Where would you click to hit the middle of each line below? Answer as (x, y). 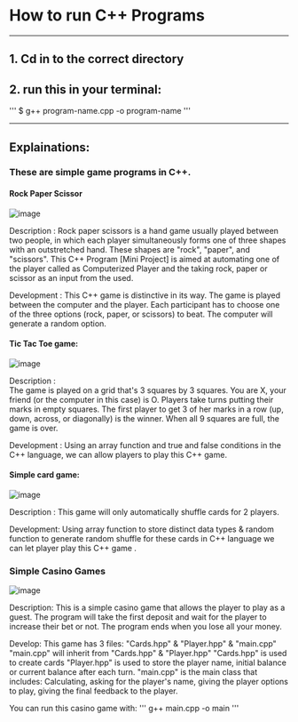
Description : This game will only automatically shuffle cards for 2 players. (144, 512)
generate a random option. (58, 323)
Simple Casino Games (58, 571)
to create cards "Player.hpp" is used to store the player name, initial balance (148, 662)
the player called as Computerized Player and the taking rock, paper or (138, 269)
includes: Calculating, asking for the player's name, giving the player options (149, 682)
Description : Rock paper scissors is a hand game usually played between (144, 230)
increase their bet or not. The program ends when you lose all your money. (145, 627)
